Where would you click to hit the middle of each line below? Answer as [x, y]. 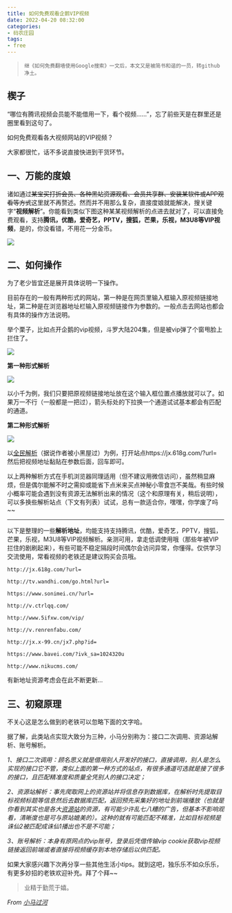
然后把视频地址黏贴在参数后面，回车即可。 [67, 462]
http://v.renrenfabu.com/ [44, 630]
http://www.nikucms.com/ [43, 666]
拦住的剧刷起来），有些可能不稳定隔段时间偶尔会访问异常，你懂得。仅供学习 [114, 548]
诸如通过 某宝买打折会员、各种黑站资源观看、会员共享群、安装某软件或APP [113, 193]
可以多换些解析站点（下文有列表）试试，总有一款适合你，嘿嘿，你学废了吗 [113, 502]
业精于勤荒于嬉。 [48, 887]
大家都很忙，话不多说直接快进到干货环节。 [67, 152]
